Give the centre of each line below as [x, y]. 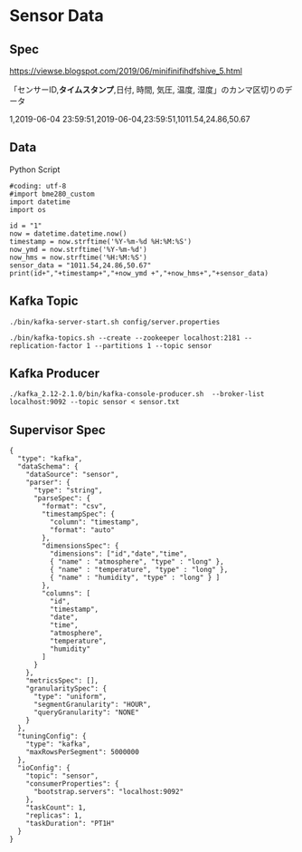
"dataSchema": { [48, 467]
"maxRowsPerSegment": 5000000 [83, 752]
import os [28, 209]
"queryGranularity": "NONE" [86, 712]
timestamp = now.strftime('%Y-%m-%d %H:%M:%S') [101, 241]
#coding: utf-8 [38, 186]
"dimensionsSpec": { [80, 546]
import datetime [40, 202]
